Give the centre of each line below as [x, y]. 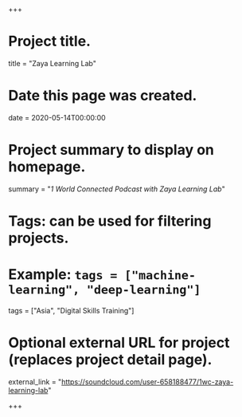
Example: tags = [63, 275]
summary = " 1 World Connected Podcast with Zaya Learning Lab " [117, 189]
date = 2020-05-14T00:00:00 [57, 117]
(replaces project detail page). [110, 360]
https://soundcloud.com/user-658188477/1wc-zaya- [147, 382]
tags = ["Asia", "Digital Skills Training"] [71, 310]
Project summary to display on [111, 150]
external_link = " [35, 382]
